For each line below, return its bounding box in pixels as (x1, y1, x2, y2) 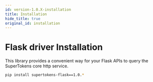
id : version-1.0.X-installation (5, 7, 71, 12)
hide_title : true (5, 16, 41, 21)
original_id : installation (5, 20, 60, 26)
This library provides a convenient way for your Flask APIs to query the (5, 58, 149, 64)
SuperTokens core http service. (5, 63, 69, 69)
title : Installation (5, 12, 48, 17)
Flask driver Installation (5, 42, 103, 53)
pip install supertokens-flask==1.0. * (5, 73, 84, 78)
